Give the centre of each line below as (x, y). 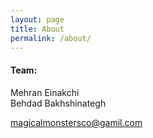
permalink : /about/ (51, 38)
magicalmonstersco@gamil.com (76, 122)
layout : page (37, 19)
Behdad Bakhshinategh (58, 103)
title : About (37, 29)
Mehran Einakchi (45, 92)
